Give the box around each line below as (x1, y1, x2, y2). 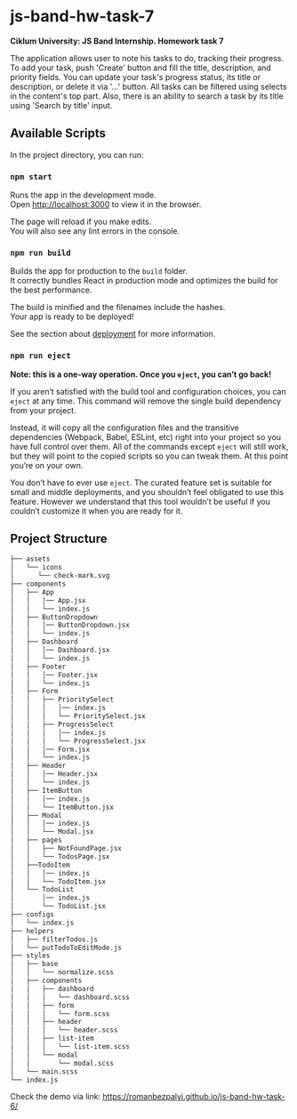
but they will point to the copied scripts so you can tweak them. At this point (10, 451, 288, 461)
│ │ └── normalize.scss (10, 968, 115, 977)
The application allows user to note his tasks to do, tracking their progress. (10, 52, 284, 63)
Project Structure (10, 532, 108, 547)
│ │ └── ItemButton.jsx (10, 803, 115, 811)
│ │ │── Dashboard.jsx (10, 646, 110, 655)
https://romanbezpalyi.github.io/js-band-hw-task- (102, 1091, 285, 1102)
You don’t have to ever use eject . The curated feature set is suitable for (10, 477, 272, 488)
